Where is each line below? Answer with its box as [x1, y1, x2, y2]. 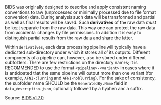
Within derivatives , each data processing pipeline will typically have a [5, 45, 146, 50]
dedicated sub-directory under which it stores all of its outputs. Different [5, 49, 150, 55]
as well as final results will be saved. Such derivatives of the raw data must [5, 19, 157, 25]
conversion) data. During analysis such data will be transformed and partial [5, 15, 156, 20]
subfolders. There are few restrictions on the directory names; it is [5, 60, 138, 65]
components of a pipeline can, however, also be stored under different [5, 55, 146, 60]
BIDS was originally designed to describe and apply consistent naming [5, 4, 146, 10]
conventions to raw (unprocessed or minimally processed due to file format [5, 9, 156, 15]
